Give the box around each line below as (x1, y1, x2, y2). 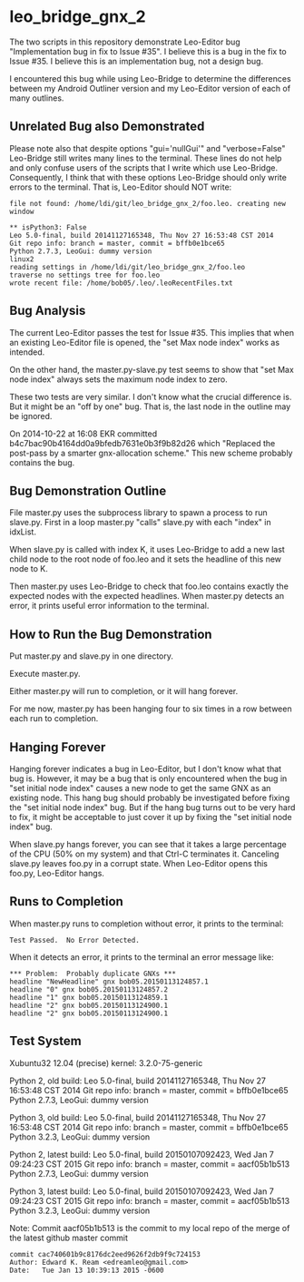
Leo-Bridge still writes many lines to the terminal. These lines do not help (9, 152, 282, 163)
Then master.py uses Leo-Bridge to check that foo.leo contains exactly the (9, 581, 289, 592)
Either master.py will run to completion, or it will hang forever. (9, 686, 239, 697)
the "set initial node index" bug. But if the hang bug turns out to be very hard (9, 802, 296, 813)
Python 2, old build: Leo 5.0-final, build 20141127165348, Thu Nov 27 (9, 1075, 266, 1086)
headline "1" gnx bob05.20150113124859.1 (9, 993, 169, 1002)
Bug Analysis (9, 303, 86, 318)
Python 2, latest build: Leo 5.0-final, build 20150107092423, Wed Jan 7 (9, 1149, 275, 1160)
